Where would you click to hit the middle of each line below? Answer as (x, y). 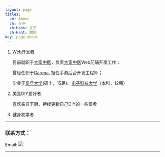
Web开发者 (23, 52)
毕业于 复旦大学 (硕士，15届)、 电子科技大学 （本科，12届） (70, 83)
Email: (11, 145)
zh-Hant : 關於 (23, 32)
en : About (19, 19)
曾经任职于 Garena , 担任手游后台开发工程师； (57, 72)
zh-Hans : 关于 (23, 28)
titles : (13, 14)
